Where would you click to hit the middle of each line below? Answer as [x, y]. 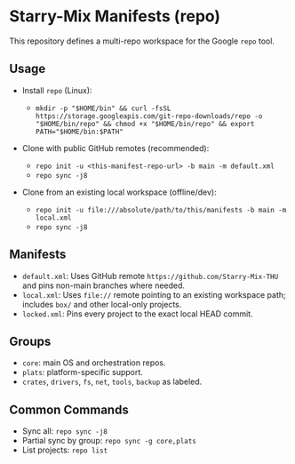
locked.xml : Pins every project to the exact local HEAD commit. [137, 314]
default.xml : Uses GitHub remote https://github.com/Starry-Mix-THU [150, 276]
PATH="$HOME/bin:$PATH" [80, 132]
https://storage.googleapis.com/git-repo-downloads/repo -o [149, 116]
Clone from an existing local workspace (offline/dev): [119, 192]
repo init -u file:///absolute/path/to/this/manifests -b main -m [161, 210]
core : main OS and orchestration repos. [94, 363]
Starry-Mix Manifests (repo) [115, 16]
